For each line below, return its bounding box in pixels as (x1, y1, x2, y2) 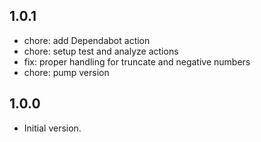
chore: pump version (23, 66, 110, 78)
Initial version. (23, 122, 82, 134)
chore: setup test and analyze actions (23, 45, 179, 57)
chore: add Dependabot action (23, 34, 151, 46)
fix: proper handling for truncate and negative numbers (23, 55, 251, 68)
